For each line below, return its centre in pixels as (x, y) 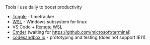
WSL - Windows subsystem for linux (49, 22)
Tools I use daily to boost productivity (43, 7)
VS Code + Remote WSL (37, 27)
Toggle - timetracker (33, 16)
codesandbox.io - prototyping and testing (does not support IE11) (79, 37)
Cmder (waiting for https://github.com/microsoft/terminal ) (71, 32)
